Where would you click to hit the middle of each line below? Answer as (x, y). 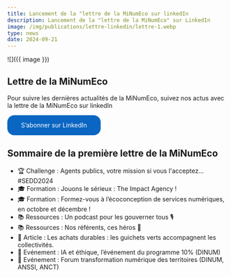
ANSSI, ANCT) (38, 267)
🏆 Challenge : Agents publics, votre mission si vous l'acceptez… (111, 171)
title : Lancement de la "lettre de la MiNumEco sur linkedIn (98, 14)
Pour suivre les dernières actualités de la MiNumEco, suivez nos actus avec (116, 98)
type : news (23, 33)
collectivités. (36, 245)
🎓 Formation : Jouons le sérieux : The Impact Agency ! (97, 188)
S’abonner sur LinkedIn (54, 125)
